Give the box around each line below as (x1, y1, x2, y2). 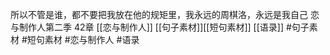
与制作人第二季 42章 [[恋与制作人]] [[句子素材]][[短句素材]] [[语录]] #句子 (10, 21, 310, 33)
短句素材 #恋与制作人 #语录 (26, 34, 140, 45)
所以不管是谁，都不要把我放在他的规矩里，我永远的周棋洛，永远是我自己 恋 (10, 9, 320, 20)
